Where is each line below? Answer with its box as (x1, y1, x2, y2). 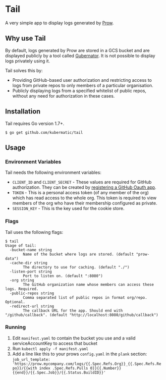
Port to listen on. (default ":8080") (23, 273, 103, 278)
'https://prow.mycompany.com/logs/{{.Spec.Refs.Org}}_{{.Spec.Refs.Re (12, 361, 162, 366)
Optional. (5, 299, 26, 304)
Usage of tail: (5, 243, 37, 248)
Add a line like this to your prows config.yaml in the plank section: (12, 351, 147, 357)
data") (5, 256, 19, 261)
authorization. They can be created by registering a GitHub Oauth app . (12, 184, 157, 190)
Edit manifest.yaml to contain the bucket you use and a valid (12, 335, 136, 341)
